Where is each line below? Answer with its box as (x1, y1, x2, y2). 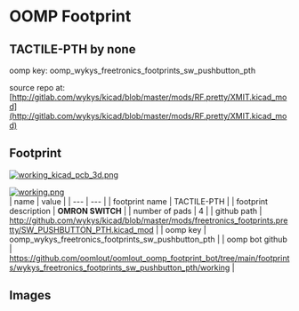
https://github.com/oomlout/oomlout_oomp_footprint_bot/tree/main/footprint (9, 252, 290, 263)
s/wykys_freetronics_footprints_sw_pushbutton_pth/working (9, 262, 230, 273)
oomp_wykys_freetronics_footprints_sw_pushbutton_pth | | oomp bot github (9, 234, 287, 244)
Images (9, 288, 52, 303)
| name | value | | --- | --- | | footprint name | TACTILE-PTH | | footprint (9, 195, 269, 206)
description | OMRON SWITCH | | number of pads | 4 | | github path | (9, 205, 263, 216)
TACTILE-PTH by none (9, 42, 136, 57)
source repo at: (9, 83, 65, 92)
